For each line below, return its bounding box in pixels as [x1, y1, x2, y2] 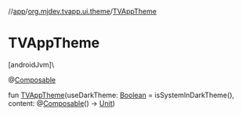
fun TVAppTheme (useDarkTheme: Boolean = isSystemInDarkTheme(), [8, 90, 235, 100]
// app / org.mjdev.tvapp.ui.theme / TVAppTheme [8, 7, 157, 16]
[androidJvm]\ [8, 60, 55, 69]
